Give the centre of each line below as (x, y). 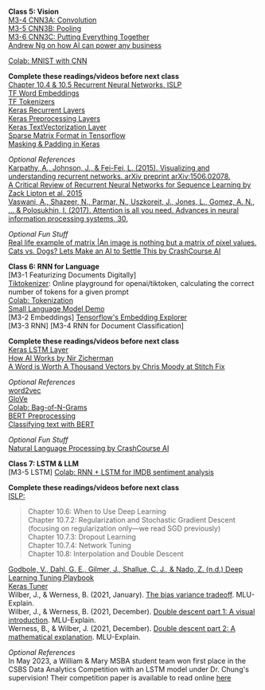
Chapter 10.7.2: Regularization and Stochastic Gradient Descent (132, 520)
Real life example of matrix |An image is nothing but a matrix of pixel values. (132, 243)
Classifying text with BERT (51, 424)
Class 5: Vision (34, 12)
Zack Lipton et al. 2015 (45, 193)
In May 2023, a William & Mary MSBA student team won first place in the (127, 661)
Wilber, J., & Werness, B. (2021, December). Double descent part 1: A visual (132, 612)
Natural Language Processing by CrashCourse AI (89, 448)
